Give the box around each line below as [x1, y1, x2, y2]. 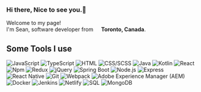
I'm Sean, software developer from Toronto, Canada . [6, 26, 146, 33]
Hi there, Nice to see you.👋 [6, 5, 86, 14]
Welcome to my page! [6, 19, 62, 27]
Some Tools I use [6, 43, 72, 54]
